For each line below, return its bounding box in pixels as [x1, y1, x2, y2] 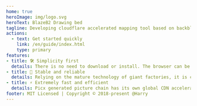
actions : [6, 31, 28, 37]
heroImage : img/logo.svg [6, 14, 67, 20]
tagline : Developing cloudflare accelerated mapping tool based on [6, 25, 175, 31]
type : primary [16, 47, 51, 53]
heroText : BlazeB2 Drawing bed [6, 19, 83, 25]
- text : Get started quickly [11, 36, 83, 42]
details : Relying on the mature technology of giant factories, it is [11, 74, 188, 80]
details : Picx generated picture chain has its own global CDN [11, 85, 169, 91]
